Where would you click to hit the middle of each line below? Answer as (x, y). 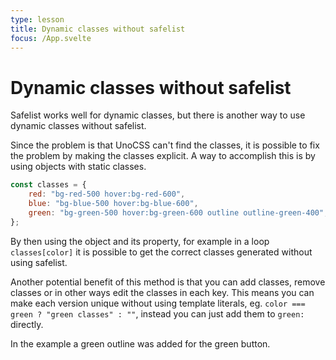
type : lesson (37, 19)
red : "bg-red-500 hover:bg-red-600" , (107, 194)
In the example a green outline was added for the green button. (140, 343)
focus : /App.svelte (51, 38)
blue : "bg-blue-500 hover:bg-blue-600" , (113, 204)
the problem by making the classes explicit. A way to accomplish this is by (163, 156)
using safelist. (39, 262)
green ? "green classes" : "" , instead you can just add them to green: (157, 313)
